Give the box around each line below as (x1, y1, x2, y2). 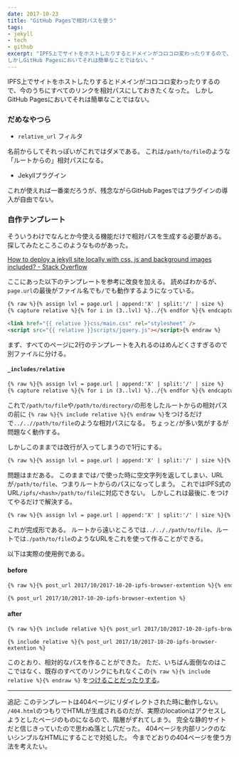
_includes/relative (7, 366, 65, 374)
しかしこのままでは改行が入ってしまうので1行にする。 (7, 443, 166, 451)
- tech (7, 37, 27, 44)
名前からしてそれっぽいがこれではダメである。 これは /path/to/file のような (7, 147, 231, 156)
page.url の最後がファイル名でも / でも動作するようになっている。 (7, 286, 198, 295)
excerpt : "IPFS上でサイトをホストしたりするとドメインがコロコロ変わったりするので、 (7, 51, 233, 58)
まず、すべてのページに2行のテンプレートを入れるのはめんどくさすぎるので (7, 340, 228, 349)
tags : (7, 23, 23, 31)
